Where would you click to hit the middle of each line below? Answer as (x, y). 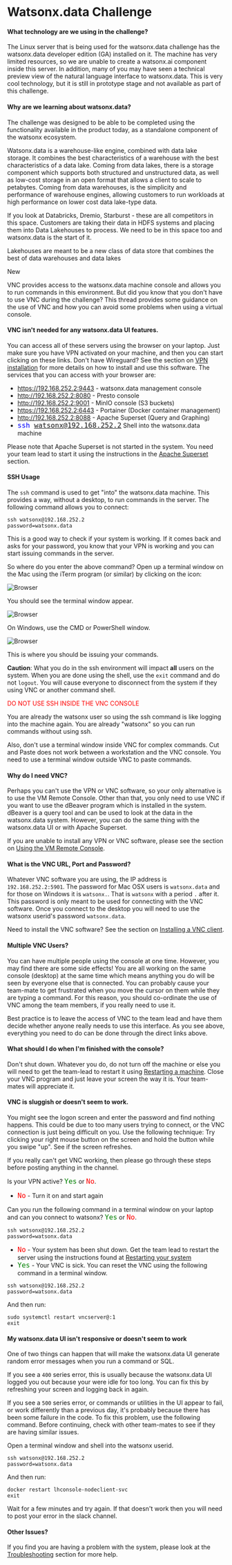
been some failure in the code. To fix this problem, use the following (104, 1418)
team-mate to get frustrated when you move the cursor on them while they (113, 990)
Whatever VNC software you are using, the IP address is (87, 880)
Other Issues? (28, 1532)
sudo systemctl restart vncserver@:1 (61, 1317)
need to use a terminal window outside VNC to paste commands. (99, 759)
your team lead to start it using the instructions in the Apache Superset (108, 454)
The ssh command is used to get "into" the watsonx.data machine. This (108, 492)
